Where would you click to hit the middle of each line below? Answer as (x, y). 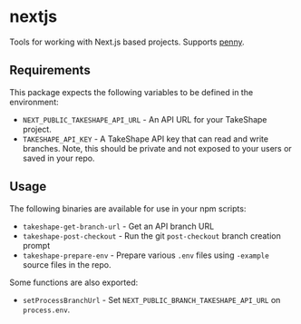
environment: (34, 102)
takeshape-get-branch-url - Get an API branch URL (118, 226)
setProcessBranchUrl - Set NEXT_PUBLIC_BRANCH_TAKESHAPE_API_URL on (151, 299)
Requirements (50, 70)
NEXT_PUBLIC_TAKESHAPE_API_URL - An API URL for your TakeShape (145, 119)
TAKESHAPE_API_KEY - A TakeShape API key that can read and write (146, 139)
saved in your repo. (58, 158)
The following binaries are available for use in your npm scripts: (128, 208)
